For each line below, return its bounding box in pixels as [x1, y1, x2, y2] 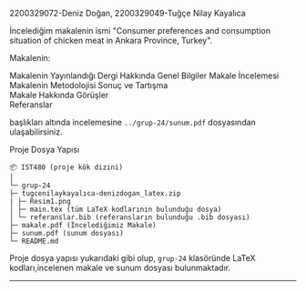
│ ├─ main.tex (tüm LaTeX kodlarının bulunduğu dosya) [9, 205, 222, 214]
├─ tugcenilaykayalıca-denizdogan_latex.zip [9, 189, 181, 198]
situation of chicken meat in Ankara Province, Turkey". [9, 35, 213, 45]
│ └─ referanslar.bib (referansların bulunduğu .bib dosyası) [9, 213, 250, 222]
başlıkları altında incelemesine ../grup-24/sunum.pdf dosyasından [9, 117, 257, 127]
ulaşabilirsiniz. [9, 126, 64, 137]
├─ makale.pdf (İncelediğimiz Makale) [9, 221, 157, 230]
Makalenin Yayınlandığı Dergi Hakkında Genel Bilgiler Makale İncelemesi [9, 70, 280, 81]
